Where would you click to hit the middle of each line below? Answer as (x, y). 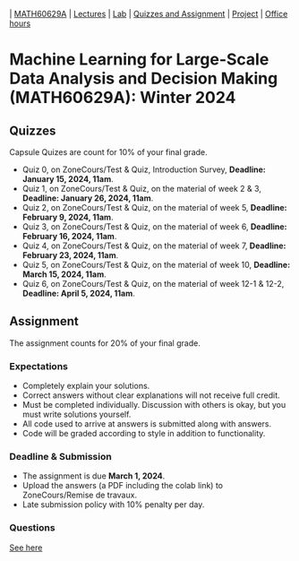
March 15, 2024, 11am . (64, 274)
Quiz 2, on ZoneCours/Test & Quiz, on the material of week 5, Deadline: (154, 207)
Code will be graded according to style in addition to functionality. (144, 434)
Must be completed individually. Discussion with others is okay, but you (154, 405)
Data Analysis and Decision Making (144, 78)
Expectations (39, 366)
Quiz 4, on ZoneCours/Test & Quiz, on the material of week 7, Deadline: (154, 246)
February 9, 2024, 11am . (68, 217)
